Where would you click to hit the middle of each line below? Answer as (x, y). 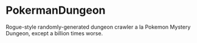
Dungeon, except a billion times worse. (54, 33)
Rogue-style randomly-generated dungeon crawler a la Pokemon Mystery (98, 27)
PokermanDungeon (56, 10)
